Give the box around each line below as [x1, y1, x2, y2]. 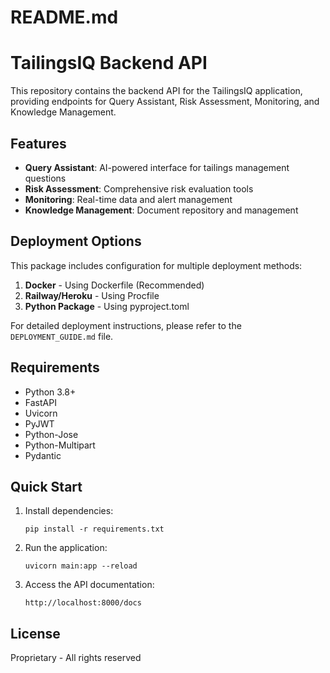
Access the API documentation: [24, 579, 155, 591]
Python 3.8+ [24, 386, 77, 398]
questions [24, 172, 67, 184]
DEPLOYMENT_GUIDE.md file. [10, 330, 114, 342]
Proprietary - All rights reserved [10, 652, 142, 664]
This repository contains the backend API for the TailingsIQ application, [10, 85, 303, 97]
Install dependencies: [24, 505, 114, 517]
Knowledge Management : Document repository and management [24, 204, 299, 216]
